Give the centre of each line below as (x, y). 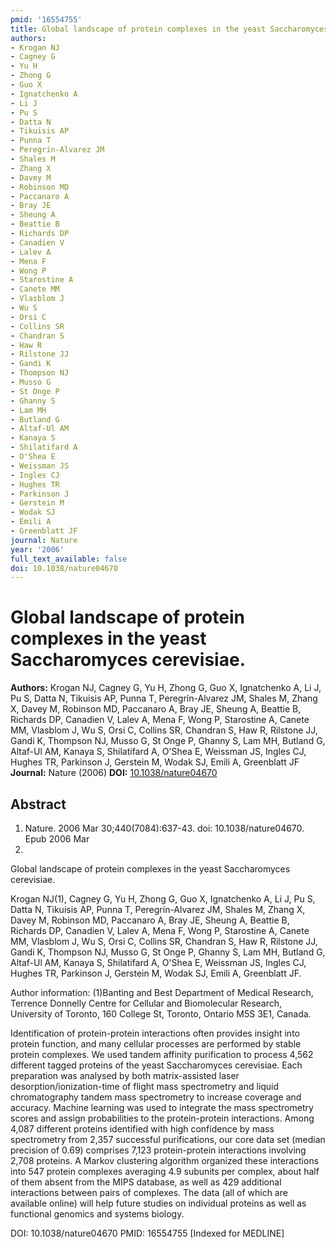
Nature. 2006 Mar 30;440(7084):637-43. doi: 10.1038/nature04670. (164, 828)
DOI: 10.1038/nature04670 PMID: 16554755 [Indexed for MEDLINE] (147, 1233)
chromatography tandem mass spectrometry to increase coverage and (156, 1097)
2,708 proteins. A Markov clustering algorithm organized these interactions (165, 1160)
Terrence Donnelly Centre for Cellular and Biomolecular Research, (146, 1003)
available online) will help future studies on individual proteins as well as (158, 1203)
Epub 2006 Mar (57, 839)
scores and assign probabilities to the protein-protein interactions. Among (162, 1118)
